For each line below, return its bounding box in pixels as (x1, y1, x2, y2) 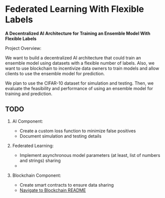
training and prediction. (5, 91, 53, 97)
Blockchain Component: (12, 172, 62, 178)
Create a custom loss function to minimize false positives (19, 128, 136, 134)
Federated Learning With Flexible (5, 3, 144, 15)
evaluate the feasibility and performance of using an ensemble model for (5, 85, 153, 91)
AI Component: (12, 118, 43, 124)
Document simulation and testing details (19, 133, 102, 139)
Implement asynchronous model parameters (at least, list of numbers (19, 152, 161, 158)
